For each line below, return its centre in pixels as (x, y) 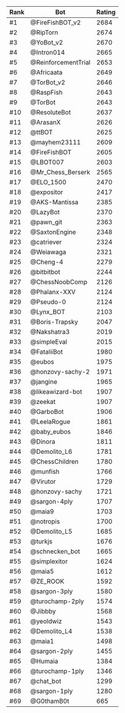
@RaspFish (46, 92)
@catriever (46, 242)
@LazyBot (45, 212)
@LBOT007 (47, 162)
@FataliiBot (46, 352)
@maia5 (42, 571)
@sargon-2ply (52, 651)
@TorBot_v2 (48, 82)
